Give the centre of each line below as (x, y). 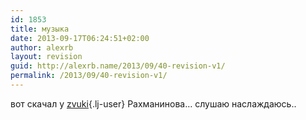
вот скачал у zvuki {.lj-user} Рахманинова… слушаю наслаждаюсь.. (153, 103)
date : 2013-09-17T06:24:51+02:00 (80, 38)
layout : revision (46, 57)
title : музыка (40, 29)
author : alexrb (42, 47)
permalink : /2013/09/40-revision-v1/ (89, 76)
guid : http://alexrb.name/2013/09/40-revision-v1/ (118, 66)
